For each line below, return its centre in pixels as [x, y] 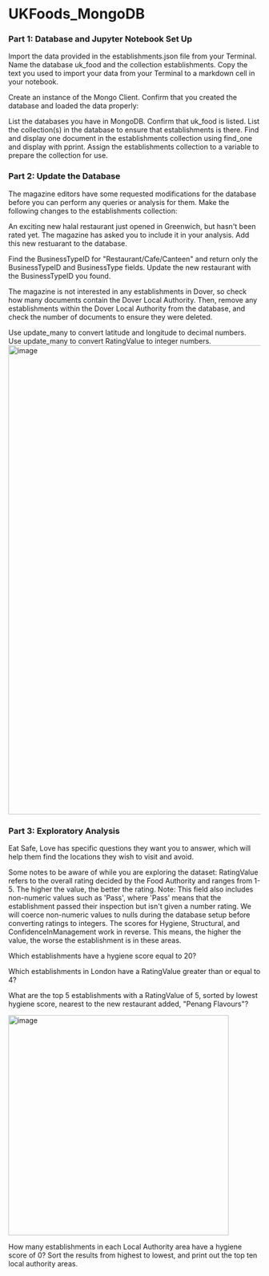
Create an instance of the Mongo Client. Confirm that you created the [123, 98]
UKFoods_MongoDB [77, 14]
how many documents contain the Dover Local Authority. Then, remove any [133, 300]
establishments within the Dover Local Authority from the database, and [127, 308]
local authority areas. [43, 1264]
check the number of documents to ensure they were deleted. [110, 316]
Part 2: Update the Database [64, 176]
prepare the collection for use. [58, 155]
